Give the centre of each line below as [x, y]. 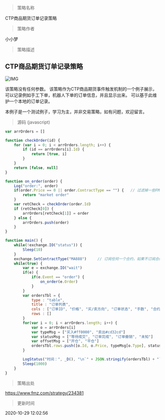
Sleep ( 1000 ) [35, 364]
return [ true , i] [49, 154]
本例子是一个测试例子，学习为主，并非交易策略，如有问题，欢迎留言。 [76, 112]
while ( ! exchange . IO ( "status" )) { [48, 245]
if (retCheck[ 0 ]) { [34, 209]
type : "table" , [48, 300]
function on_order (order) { [34, 181]
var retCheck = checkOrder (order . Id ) [53, 204]
